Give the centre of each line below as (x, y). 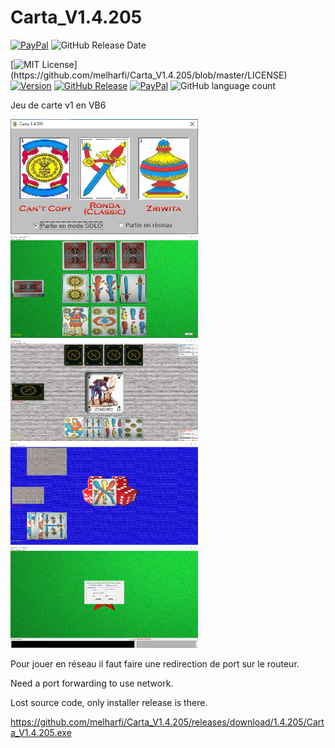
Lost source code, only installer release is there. (109, 703)
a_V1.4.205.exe (41, 733)
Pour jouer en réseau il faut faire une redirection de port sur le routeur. (155, 664)
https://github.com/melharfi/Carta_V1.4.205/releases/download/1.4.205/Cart (167, 722)
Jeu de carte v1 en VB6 (58, 105)
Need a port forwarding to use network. (92, 683)
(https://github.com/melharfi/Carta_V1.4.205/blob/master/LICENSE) (149, 75)
